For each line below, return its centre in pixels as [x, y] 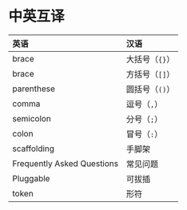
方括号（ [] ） [150, 74]
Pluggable [31, 178]
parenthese [34, 89]
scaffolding [33, 149]
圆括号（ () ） [150, 89]
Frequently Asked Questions [65, 163]
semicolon [32, 118]
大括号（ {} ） [150, 59]
